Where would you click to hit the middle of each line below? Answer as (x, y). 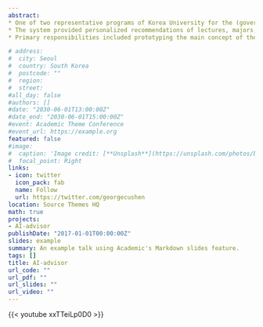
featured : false (34, 139)
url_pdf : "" (27, 278)
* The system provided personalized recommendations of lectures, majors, (133, 30)
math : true (26, 212)
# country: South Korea (49, 66)
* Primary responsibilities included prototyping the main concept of (126, 37)
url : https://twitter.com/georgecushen (80, 197)
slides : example (34, 241)
